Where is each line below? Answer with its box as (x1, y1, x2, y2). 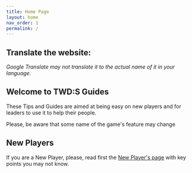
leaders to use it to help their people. (6, 109, 97, 116)
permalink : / (6, 25, 39, 32)
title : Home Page (6, 8, 49, 15)
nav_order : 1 (6, 20, 39, 26)
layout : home (6, 14, 39, 20)
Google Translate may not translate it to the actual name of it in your (6, 63, 175, 70)
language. (6, 70, 32, 77)
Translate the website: (6, 47, 91, 57)
